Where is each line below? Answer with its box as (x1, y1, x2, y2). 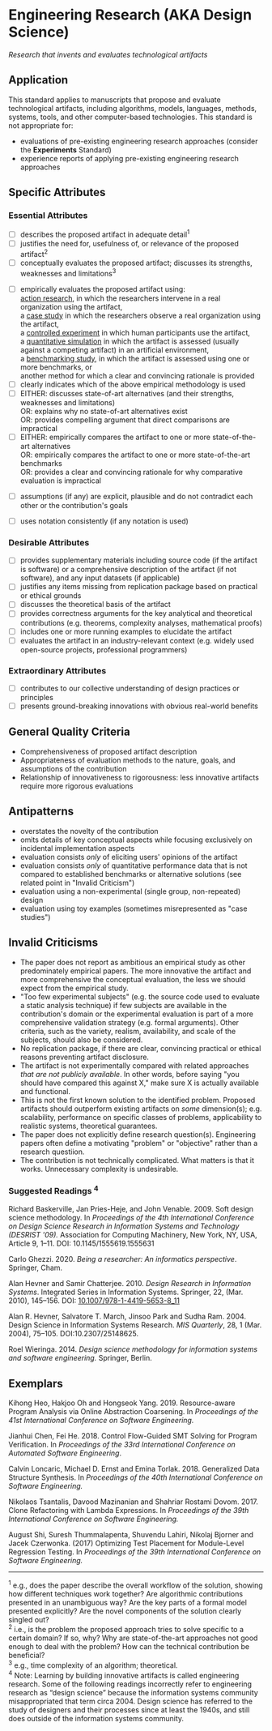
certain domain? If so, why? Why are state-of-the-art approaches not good (8, 1633, 258, 1643)
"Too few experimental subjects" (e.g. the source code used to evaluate (19, 991, 261, 1002)
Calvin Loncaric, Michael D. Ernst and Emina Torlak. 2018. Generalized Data (8, 1464, 261, 1474)
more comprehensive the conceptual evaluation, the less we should (19, 974, 246, 984)
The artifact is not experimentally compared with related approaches (19, 1060, 249, 1071)
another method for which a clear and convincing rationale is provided (19, 370, 255, 380)
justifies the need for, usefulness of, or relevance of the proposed (19, 239, 239, 249)
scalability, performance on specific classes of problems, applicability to (19, 1112, 262, 1122)
